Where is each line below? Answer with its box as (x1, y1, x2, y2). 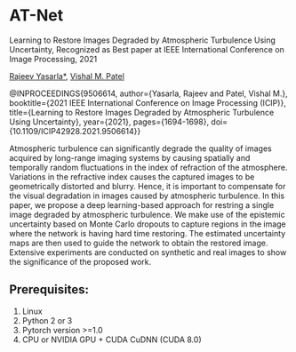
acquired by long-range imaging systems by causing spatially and (9, 152, 251, 163)
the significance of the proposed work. (9, 256, 152, 267)
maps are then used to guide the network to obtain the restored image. (9, 237, 268, 248)
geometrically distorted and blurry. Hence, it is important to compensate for (9, 180, 286, 191)
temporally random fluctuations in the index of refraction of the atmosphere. (9, 162, 288, 172)
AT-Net (9, 5, 64, 26)
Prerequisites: (9, 282, 89, 298)
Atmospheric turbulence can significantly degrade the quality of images (9, 143, 273, 154)
